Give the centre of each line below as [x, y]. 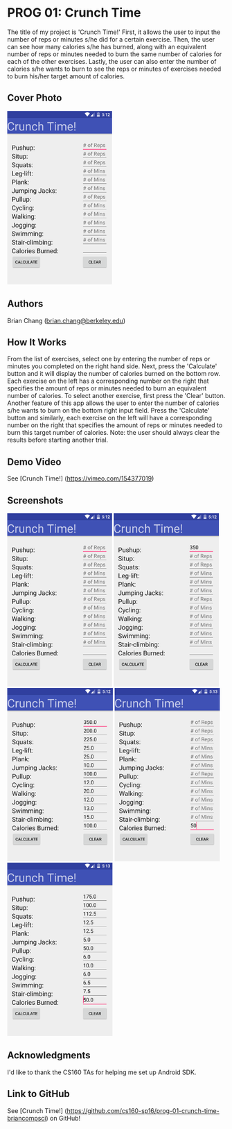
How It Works [37, 342]
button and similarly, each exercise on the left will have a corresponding [110, 418]
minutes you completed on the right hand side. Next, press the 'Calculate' [112, 366]
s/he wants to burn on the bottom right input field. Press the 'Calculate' [108, 411]
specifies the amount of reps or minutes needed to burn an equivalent [107, 388]
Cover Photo [35, 98]
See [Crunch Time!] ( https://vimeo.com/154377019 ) [81, 479]
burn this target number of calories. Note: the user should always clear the [114, 433]
